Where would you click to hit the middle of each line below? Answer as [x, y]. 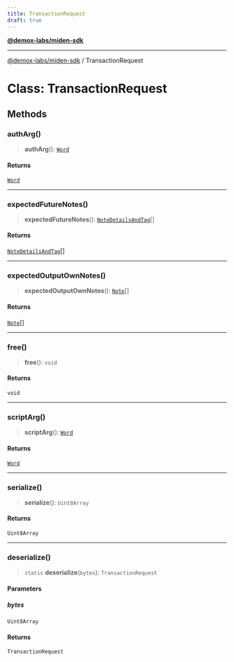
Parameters [24, 589]
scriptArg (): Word [48, 432]
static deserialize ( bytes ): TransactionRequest [91, 573]
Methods [27, 114]
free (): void [41, 362]
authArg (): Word [47, 149]
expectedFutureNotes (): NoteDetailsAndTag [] [89, 219]
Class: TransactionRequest [87, 88]
